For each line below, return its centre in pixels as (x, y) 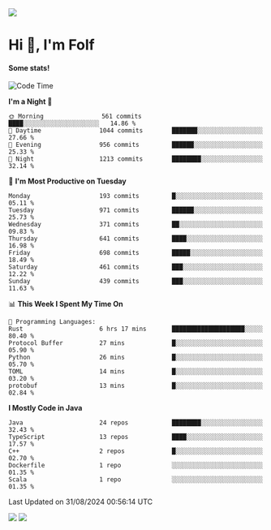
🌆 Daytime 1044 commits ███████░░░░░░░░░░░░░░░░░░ (136, 131)
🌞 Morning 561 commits (75, 117)
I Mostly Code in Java (45, 408)
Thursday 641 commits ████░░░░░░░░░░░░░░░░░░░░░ (136, 239)
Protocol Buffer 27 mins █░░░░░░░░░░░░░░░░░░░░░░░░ (136, 343)
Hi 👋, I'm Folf (52, 45)
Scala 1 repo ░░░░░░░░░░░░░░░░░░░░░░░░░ (136, 480)
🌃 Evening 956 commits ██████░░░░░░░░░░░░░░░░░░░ (136, 145)
